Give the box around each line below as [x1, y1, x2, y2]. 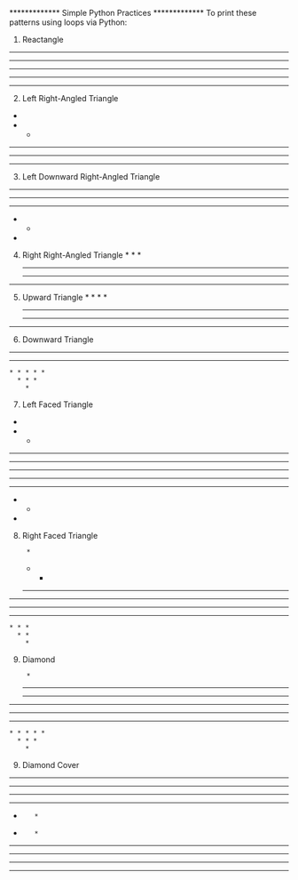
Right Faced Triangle [21, 531, 98, 540]
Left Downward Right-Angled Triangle [21, 172, 161, 181]
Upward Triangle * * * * [21, 292, 108, 302]
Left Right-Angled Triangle [21, 93, 119, 103]
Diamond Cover [21, 760, 80, 770]
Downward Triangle [21, 334, 94, 345]
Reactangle [21, 35, 64, 44]
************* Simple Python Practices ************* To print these [9, 8, 257, 18]
